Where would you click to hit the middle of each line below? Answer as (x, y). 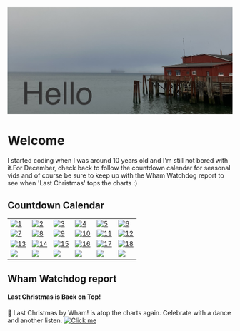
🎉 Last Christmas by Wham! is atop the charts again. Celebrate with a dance (119, 313)
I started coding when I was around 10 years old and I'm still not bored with (118, 160)
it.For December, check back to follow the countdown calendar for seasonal (119, 168)
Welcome (36, 140)
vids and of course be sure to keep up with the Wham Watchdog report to (116, 175)
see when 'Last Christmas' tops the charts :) (72, 183)
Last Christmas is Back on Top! (54, 297)
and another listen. (35, 320)
